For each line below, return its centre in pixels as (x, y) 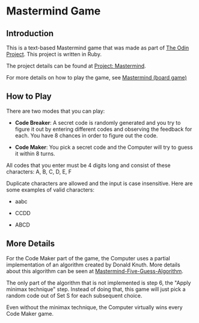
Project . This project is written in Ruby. (54, 54)
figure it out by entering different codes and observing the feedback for (103, 129)
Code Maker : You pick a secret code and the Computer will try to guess (104, 147)
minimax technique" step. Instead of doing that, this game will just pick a (96, 289)
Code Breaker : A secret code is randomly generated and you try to (98, 122)
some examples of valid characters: (51, 190)
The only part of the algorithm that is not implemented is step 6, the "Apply (99, 283)
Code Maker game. (30, 313)
